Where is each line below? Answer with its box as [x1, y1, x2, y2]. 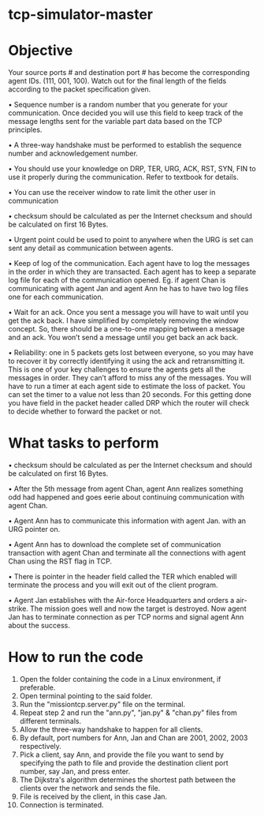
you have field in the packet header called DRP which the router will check [8, 399, 250, 408]
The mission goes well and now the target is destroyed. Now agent [30, 604, 247, 613]
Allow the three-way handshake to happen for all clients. [19, 724, 203, 734]
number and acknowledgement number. [8, 148, 138, 159]
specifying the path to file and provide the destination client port [19, 758, 229, 767]
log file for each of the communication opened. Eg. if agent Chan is [8, 275, 226, 285]
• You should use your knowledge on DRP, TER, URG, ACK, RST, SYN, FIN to [8, 164, 256, 174]
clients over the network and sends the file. [19, 784, 161, 792]
